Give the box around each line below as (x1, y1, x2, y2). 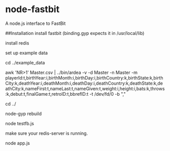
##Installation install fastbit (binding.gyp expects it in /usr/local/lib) (5, 30, 145, 36)
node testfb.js (5, 120, 35, 126)
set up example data (5, 50, 48, 56)
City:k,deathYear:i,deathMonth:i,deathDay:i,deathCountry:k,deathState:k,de (5, 80, 163, 86)
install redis (5, 40, 29, 46)
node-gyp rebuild (5, 110, 42, 117)
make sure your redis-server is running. (5, 130, 88, 136)
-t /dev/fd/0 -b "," (89, 91, 126, 97)
